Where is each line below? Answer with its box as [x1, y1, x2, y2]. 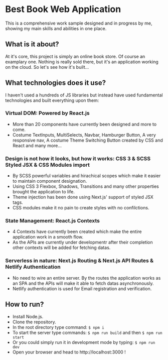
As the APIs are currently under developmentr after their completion [12, 239, 153, 246]
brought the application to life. [12, 189, 75, 195]
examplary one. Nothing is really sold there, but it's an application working [5, 59, 159, 65]
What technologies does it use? [5, 79, 106, 87]
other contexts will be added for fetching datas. [12, 245, 111, 251]
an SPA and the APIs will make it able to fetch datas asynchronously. [12, 280, 154, 286]
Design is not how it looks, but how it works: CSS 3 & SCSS [5, 155, 151, 162]
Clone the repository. [12, 319, 56, 325]
